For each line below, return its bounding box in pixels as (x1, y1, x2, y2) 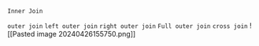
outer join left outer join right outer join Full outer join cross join (7, 23, 249, 30)
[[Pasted (7, 30, 35, 38)
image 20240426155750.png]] (36, 30, 136, 38)
